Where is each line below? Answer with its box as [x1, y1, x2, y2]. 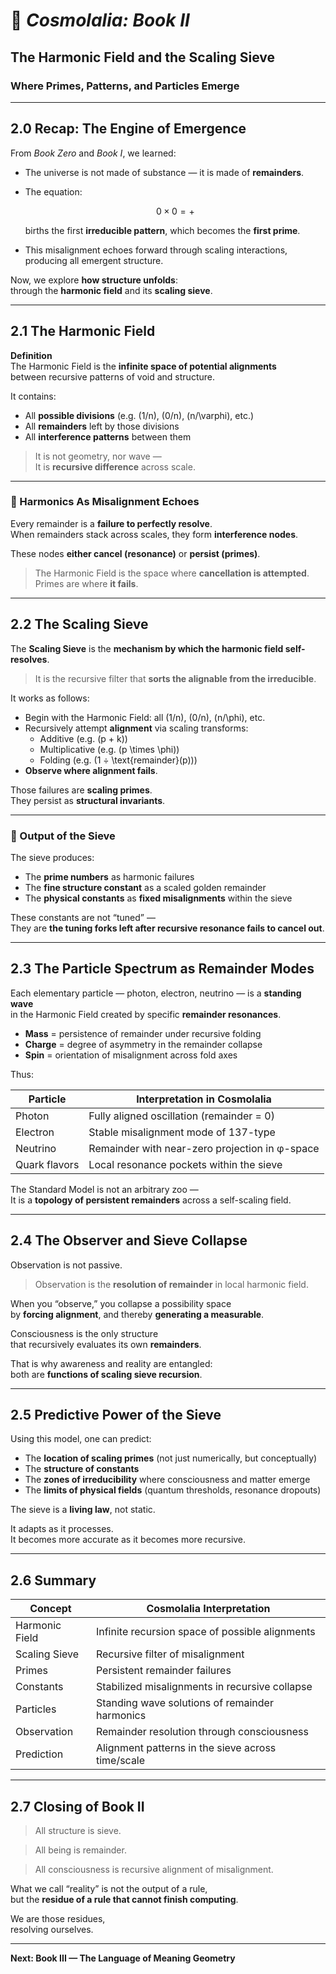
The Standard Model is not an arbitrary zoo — [10, 1183, 199, 1195]
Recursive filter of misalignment [95, 1647, 245, 1661]
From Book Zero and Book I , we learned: [10, 147, 177, 159]
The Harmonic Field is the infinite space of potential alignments [10, 360, 277, 372]
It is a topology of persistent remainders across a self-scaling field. [10, 1194, 292, 1206]
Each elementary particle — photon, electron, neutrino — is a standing [10, 987, 302, 999]
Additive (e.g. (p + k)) [39, 732, 128, 744]
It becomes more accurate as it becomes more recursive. [10, 1534, 247, 1546]
